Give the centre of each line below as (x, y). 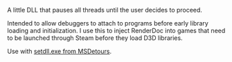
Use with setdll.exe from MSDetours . (60, 51)
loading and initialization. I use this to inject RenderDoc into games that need (116, 31)
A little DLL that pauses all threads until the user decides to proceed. (105, 10)
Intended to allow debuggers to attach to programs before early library (108, 23)
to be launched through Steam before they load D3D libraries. (95, 38)
